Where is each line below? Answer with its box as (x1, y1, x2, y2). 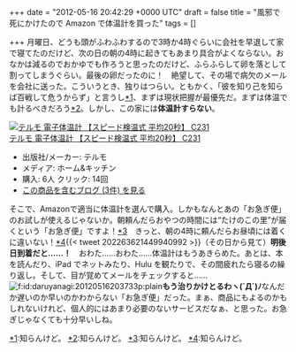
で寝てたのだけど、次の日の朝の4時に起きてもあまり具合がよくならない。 (9, 48, 277, 58)
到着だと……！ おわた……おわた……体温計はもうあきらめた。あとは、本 (16, 248, 285, 258)
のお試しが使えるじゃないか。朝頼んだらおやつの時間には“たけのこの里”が (9, 215, 279, 225)
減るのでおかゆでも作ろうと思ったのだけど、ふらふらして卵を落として (32, 59, 287, 69)
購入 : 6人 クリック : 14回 (21, 174, 109, 184)
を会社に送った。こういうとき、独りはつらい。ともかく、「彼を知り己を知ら (9, 81, 285, 91)
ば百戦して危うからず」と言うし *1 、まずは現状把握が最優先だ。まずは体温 (9, 92, 280, 103)
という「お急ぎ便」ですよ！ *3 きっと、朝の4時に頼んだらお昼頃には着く (16, 226, 287, 236)
